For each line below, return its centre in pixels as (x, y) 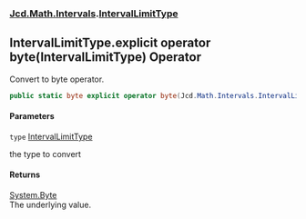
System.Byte (33, 195)
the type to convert (46, 154)
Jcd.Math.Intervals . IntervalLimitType (94, 14)
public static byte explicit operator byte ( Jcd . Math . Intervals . (134, 95)
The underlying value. (51, 205)
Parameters (32, 116)
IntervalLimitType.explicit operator (110, 43)
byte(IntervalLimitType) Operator (106, 57)
